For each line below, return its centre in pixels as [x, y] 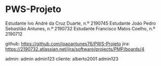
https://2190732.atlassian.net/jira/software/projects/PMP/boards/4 [75, 49]
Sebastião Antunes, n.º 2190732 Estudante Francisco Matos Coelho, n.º [80, 28]
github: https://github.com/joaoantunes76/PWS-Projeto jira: [68, 43]
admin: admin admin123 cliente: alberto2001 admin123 [62, 58]
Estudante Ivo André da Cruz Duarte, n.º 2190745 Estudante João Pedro [80, 23]
